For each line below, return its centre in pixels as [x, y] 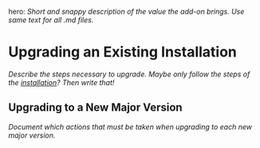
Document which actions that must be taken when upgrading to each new [130, 127]
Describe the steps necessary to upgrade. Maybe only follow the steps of [129, 74]
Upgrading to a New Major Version [95, 108]
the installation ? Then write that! [61, 82]
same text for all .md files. [51, 20]
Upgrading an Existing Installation [123, 52]
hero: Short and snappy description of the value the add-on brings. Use [126, 12]
